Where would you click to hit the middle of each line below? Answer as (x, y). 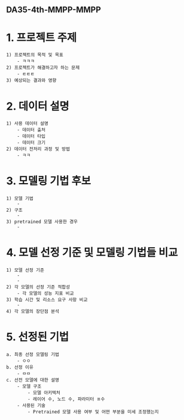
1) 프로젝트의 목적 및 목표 (35, 55)
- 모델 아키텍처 (44, 393)
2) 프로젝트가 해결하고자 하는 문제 (43, 68)
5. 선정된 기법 (38, 337)
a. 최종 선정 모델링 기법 (33, 355)
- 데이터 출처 (31, 130)
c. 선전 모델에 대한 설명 (33, 380)
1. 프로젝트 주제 (42, 37)
